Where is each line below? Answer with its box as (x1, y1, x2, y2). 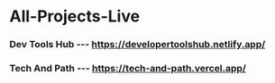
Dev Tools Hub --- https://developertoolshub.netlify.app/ (9, 38, 266, 51)
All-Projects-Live (9, 6, 141, 27)
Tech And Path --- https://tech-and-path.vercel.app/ (9, 62, 246, 75)
